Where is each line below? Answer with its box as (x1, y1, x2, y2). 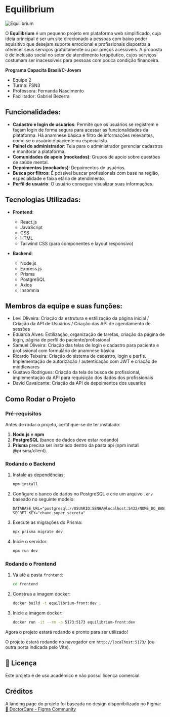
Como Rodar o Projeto (5, 395, 76, 403)
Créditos (5, 687, 33, 696)
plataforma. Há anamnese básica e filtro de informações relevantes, (12, 132, 154, 138)
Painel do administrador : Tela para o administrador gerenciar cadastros (12, 143, 163, 149)
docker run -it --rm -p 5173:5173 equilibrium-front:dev (12, 620, 136, 625)
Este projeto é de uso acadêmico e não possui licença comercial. (5, 672, 141, 678)
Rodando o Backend (5, 460, 56, 467)
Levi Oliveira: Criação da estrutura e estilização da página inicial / (12, 315, 149, 321)
